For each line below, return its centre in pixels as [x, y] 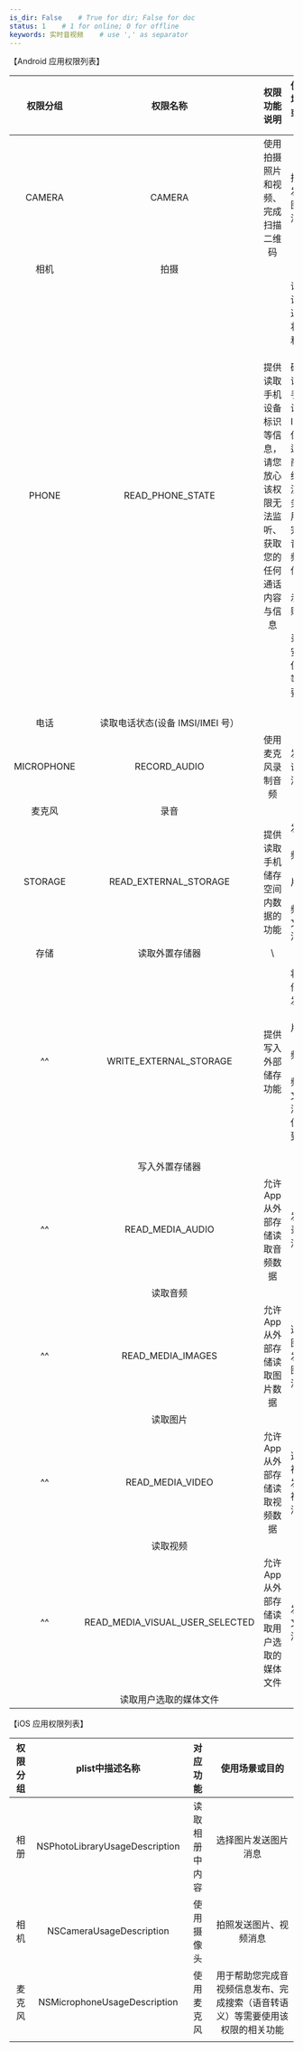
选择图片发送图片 [252, 1841]
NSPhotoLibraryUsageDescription [108, 1846]
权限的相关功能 [252, 2030]
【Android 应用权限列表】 [57, 61]
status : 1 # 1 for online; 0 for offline [94, 26]
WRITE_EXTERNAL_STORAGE [170, 1061]
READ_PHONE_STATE [169, 496]
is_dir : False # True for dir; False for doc [102, 18]
